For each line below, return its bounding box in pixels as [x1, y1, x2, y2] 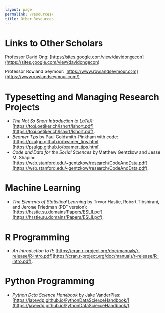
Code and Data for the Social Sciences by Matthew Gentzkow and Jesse [12, 149, 161, 155]
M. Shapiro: [12, 155, 36, 161]
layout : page [5, 7, 32, 12]
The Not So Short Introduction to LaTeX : [12, 118, 94, 124]
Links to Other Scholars [5, 37, 103, 49]
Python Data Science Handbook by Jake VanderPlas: [12, 292, 121, 298]
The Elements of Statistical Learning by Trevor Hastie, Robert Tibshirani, [12, 199, 159, 205]
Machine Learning [5, 182, 81, 194]
